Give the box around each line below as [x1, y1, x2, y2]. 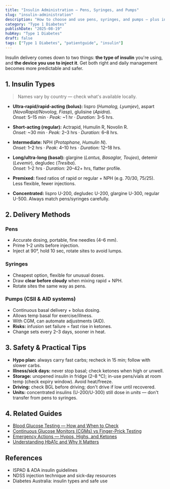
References [5, 453, 42, 462]
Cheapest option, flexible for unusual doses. [12, 272, 105, 278]
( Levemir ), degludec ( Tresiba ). [12, 159, 76, 166]
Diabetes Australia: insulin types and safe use [12, 478, 108, 484]
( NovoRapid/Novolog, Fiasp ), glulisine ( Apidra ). [12, 109, 112, 115]
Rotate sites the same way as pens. [12, 283, 87, 289]
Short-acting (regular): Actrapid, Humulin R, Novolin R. [12, 124, 128, 130]
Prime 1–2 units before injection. [12, 242, 79, 249]
